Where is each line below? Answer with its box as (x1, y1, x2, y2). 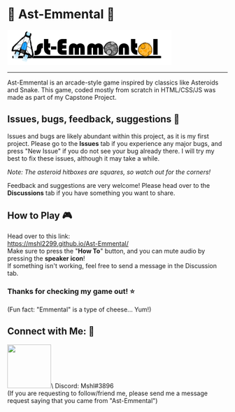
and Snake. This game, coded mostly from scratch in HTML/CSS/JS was (7, 85, 216, 94)
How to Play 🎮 (7, 209, 73, 222)
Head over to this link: (7, 232, 71, 240)
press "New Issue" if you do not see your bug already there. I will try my (7, 147, 215, 155)
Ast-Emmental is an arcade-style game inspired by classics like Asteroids (7, 78, 219, 87)
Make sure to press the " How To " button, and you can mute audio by (7, 247, 206, 255)
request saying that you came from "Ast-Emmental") (7, 396, 158, 404)
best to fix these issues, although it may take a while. (7, 154, 159, 163)
